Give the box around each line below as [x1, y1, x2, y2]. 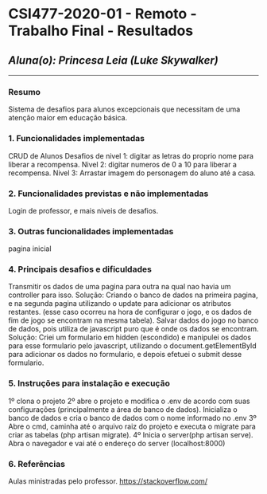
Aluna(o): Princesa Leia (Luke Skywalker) [8, 53, 219, 67]
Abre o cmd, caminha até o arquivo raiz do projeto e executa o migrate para [8, 421, 256, 431]
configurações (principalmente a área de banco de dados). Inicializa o [8, 404, 238, 414]
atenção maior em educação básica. [8, 113, 128, 123]
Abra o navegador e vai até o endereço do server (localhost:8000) [8, 438, 226, 448]
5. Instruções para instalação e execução [8, 378, 171, 389]
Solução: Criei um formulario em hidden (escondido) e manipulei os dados [8, 332, 252, 343]
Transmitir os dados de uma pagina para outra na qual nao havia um [8, 282, 232, 292]
